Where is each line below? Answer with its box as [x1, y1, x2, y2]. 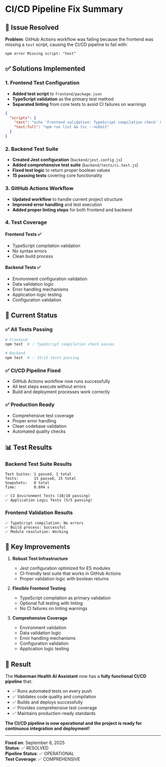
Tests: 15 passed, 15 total [5, 476, 77, 481]
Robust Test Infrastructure [12, 556, 68, 562]
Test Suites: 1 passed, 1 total [5, 472, 72, 477]
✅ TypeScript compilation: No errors [5, 520, 84, 525]
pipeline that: [5, 678, 33, 684]
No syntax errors [12, 248, 47, 254]
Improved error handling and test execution [12, 202, 102, 207]
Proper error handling [12, 417, 57, 424]
